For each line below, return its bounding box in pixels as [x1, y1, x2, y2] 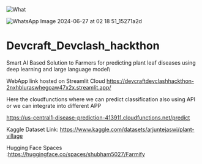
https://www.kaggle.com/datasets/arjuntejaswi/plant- [59, 126, 195, 133]
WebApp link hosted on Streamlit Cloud [6, 77, 105, 85]
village [6, 132, 23, 140]
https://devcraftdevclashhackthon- [106, 77, 195, 85]
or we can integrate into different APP [6, 102, 102, 109]
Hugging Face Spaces [6, 144, 62, 151]
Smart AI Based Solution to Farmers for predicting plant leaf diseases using [6, 59, 196, 66]
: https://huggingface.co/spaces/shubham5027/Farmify [6, 150, 146, 158]
